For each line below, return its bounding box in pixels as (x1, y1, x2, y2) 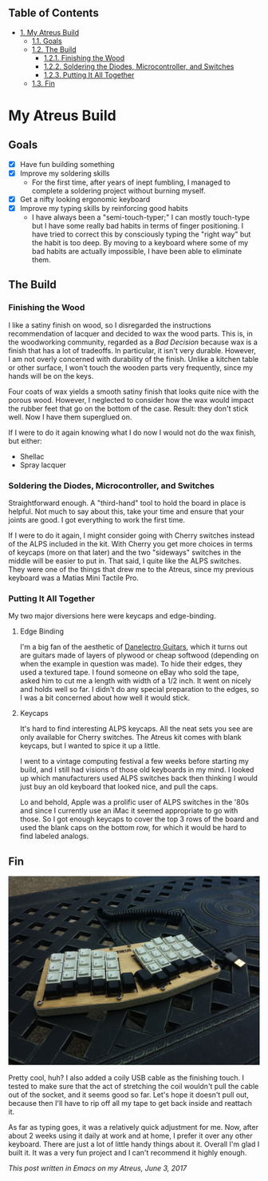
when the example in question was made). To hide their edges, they (19, 659, 243, 669)
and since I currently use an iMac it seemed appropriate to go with (19, 806, 238, 816)
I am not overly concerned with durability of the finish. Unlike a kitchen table (8, 354, 259, 364)
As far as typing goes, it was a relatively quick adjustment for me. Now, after (8, 1123, 259, 1132)
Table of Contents (8, 6, 100, 20)
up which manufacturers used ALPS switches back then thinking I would (19, 773, 258, 783)
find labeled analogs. (19, 831, 89, 841)
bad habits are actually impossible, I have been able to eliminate (31, 247, 242, 256)
